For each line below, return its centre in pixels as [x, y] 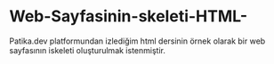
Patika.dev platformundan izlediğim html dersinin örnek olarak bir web [137, 41]
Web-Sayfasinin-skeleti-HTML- [129, 16]
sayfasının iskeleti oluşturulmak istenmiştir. [88, 50]
